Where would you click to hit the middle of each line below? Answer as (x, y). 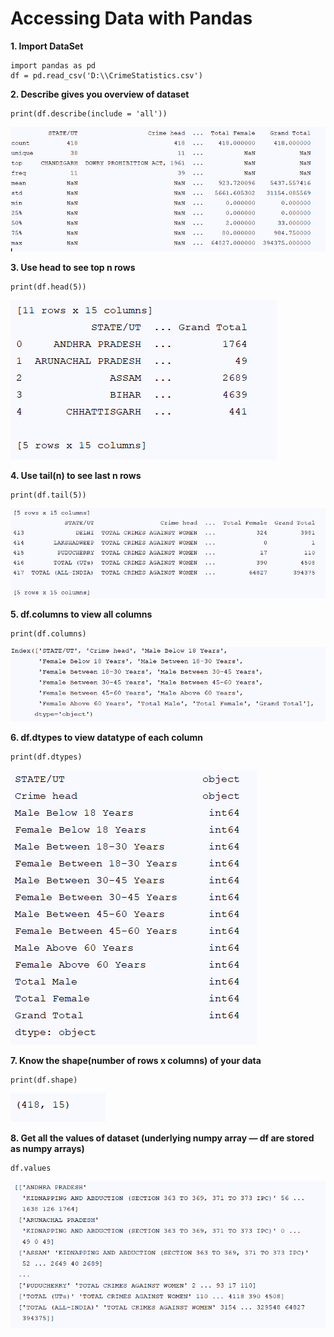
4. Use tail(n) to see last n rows (76, 475)
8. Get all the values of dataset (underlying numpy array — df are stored (162, 1138)
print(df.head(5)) (48, 287)
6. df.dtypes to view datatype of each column (106, 738)
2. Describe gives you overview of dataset (100, 94)
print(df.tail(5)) (48, 495)
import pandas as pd (53, 65)
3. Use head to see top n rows (73, 267)
